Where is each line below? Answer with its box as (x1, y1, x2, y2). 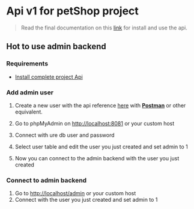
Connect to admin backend (6, 176, 87, 184)
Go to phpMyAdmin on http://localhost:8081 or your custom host (14, 120, 175, 127)
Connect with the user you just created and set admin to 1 (14, 196, 158, 204)
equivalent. (14, 108, 43, 115)
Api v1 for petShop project (6, 4, 139, 18)
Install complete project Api (14, 73, 83, 80)
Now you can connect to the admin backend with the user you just (14, 154, 180, 162)
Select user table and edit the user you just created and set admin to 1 (14, 143, 188, 150)
